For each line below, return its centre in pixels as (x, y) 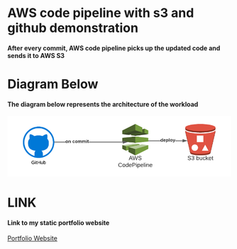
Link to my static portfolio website (59, 222)
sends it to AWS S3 (36, 55)
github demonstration (73, 28)
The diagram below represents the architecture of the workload (103, 104)
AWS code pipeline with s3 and (101, 13)
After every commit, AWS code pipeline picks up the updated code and (114, 48)
